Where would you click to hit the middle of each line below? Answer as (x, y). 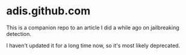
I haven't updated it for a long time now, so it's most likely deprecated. (93, 45)
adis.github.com (48, 11)
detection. (19, 33)
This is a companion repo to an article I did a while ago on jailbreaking (93, 27)
